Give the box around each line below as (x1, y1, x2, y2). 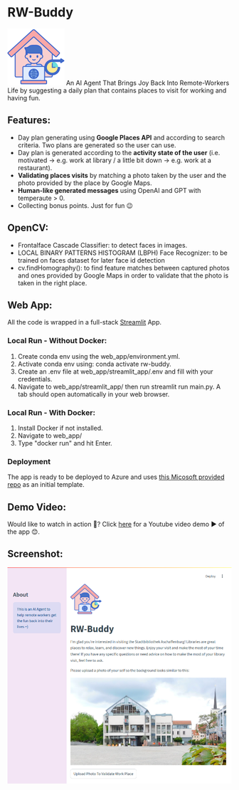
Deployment (7, 456, 51, 466)
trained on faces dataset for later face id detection (17, 256, 166, 264)
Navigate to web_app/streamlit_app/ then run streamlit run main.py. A (17, 382, 221, 391)
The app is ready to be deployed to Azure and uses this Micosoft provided (7, 473, 225, 481)
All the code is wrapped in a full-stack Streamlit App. (7, 318, 162, 327)
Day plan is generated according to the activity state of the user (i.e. (17, 148, 221, 157)
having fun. (7, 93, 41, 102)
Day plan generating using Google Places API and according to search (17, 133, 225, 142)
